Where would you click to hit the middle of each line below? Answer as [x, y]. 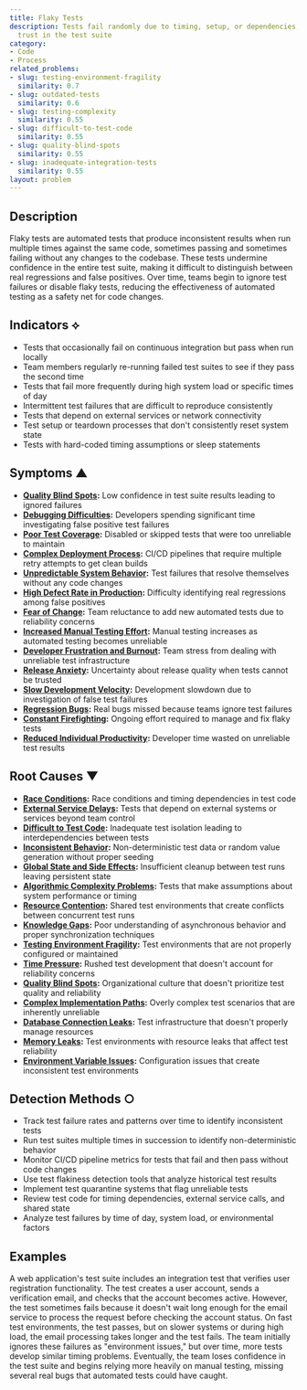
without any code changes [73, 582]
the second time [53, 377]
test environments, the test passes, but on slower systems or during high [147, 1327]
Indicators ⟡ [45, 325]
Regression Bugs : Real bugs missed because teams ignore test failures [157, 708]
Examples [38, 1256]
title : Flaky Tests [47, 18]
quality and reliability [62, 992]
